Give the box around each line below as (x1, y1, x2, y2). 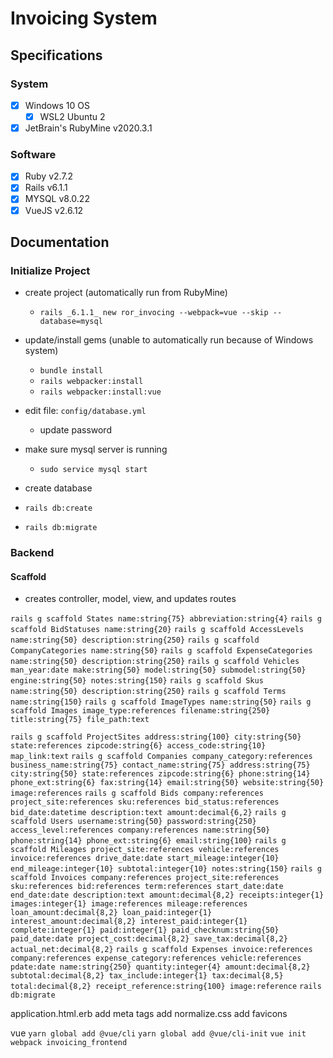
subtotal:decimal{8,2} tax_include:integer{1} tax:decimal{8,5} (10, 971, 284, 981)
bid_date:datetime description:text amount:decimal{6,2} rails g (10, 808, 287, 818)
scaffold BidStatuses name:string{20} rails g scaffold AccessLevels (10, 625, 305, 635)
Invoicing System (10, 7, 158, 30)
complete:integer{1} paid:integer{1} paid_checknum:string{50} (10, 925, 280, 936)
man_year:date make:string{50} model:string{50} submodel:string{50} (10, 665, 307, 676)
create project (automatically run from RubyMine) (24, 287, 228, 299)
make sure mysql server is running (24, 443, 168, 456)
